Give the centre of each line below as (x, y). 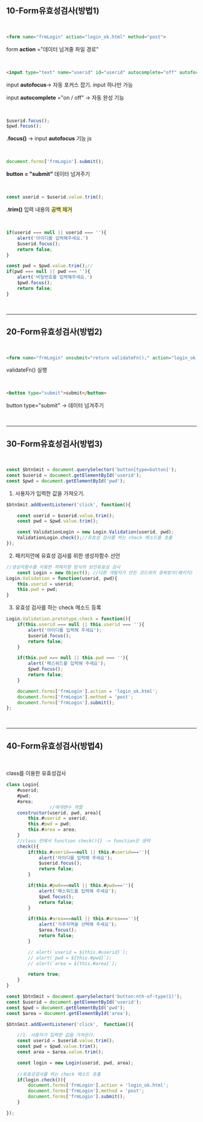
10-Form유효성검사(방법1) (53, 11)
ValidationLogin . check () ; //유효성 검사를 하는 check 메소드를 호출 (95, 538)
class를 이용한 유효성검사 (36, 773)
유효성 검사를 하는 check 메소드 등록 (58, 608)
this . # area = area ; (53, 830)
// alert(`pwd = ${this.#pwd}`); (70, 958)
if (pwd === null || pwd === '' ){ (48, 272)
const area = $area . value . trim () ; (60, 1052)
